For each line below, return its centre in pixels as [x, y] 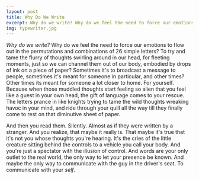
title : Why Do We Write [36, 17]
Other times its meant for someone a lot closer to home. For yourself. [90, 83]
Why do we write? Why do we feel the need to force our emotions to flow [95, 45]
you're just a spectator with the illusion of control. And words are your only [97, 151]
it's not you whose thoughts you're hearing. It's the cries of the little [89, 138]
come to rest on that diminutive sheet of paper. [63, 114]
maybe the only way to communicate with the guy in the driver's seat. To [95, 164]
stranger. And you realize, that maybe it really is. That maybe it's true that [96, 132]
